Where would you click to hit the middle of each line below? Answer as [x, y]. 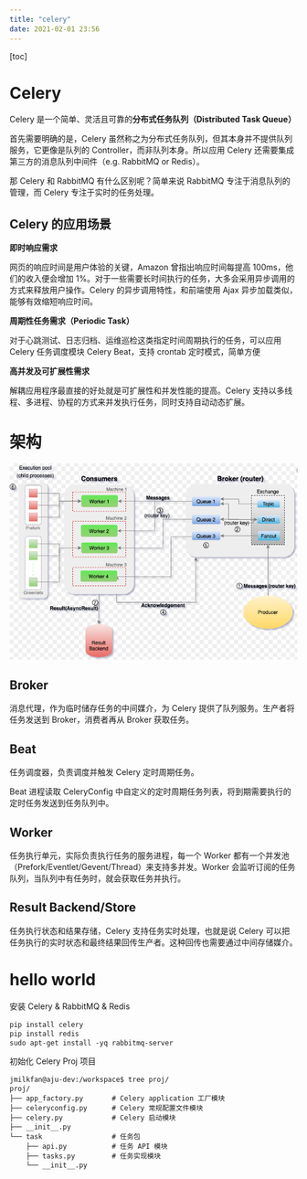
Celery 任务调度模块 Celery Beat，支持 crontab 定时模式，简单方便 [135, 352]
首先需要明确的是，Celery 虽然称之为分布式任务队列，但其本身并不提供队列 [151, 139]
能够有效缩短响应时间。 [53, 302]
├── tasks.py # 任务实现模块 [94, 1156]
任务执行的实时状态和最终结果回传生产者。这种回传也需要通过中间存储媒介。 [153, 942]
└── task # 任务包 [75, 1137]
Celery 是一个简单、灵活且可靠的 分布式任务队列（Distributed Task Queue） [153, 120]
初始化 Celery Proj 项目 [53, 1061]
